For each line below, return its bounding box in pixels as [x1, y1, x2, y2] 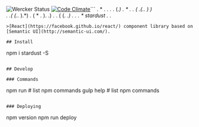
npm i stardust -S [6, 49, 49, 56]
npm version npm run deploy [6, 114, 77, 121]
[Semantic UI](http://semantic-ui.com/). [6, 28, 111, 34]
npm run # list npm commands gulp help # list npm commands [6, 87, 160, 94]
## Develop [6, 66, 33, 72]
